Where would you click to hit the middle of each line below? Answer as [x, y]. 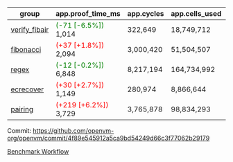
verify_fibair [30, 29]
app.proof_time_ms [88, 13]
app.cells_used [196, 13]
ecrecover [27, 89]
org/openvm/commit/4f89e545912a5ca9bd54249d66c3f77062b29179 [109, 138]
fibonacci [26, 49]
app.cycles [146, 13]
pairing [22, 109]
